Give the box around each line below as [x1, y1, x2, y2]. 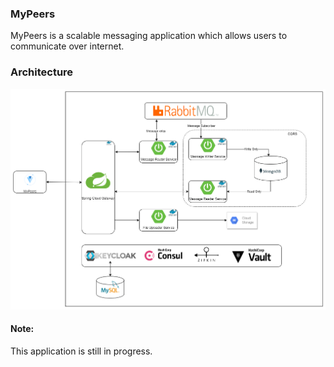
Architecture [10, 65, 74, 79]
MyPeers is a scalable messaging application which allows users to [10, 30, 288, 42]
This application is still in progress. [10, 345, 153, 357]
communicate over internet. [10, 40, 125, 52]
